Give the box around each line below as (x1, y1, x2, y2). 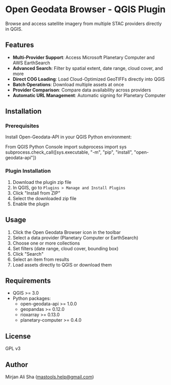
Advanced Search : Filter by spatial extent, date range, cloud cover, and (12, 65, 163, 71)
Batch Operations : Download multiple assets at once (12, 81, 124, 87)
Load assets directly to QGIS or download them (12, 261, 112, 268)
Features (5, 41, 34, 50)
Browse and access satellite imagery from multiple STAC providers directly (5, 20, 162, 27)
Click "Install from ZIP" (12, 190, 61, 196)
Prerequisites (5, 123, 39, 130)
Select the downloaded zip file (12, 195, 77, 201)
